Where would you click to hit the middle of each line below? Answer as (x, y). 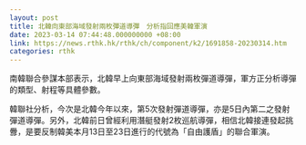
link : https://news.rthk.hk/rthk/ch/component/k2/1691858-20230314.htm (148, 43)
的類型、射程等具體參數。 (57, 90)
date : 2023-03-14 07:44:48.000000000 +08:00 (95, 34)
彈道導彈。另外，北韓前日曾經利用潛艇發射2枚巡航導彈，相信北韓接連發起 (148, 121)
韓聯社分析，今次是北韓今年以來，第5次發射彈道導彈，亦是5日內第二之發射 (150, 109)
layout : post (34, 18)
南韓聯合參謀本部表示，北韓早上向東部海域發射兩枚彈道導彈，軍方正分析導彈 (153, 79)
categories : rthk (42, 52)
